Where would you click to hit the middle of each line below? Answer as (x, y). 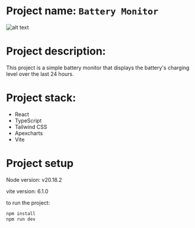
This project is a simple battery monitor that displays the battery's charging (98, 68)
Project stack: (41, 98)
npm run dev (21, 219)
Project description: (56, 51)
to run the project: (28, 203)
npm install (21, 213)
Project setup (40, 163)
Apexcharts (29, 133)
